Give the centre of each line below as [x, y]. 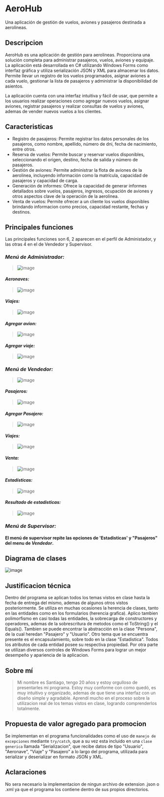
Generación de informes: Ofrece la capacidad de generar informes [79, 185]
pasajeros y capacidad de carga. [45, 181]
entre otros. [24, 149]
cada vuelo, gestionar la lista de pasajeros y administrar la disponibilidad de [82, 81]
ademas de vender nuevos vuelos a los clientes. [54, 111]
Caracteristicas [29, 127]
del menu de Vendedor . [29, 543]
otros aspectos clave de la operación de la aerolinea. [65, 196]
